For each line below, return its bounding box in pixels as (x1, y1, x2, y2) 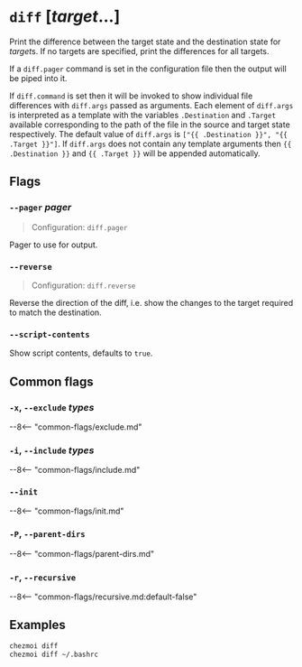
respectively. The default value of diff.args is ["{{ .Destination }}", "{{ (9, 128, 288, 139)
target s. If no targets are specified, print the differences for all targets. (9, 45, 270, 56)
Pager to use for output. (9, 239, 98, 250)
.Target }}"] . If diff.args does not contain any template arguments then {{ (9, 138, 292, 149)
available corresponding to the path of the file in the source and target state (9, 119, 290, 130)
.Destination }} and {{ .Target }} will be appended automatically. (9, 147, 261, 159)
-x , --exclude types (9, 401, 95, 413)
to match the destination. (9, 307, 102, 318)
